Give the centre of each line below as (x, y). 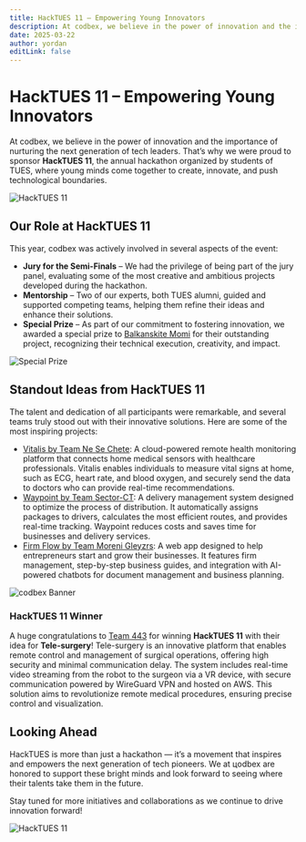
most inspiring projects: (54, 431)
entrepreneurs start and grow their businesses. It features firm (139, 555)
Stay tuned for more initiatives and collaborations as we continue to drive (147, 801)
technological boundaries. (58, 180)
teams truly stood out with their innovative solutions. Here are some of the (148, 421)
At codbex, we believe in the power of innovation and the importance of (144, 141)
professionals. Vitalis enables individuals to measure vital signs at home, (158, 468)
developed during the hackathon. (85, 285)
